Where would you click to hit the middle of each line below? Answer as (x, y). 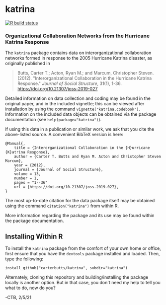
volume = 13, (28, 174)
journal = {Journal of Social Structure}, (59, 170)
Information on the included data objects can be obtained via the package (81, 114)
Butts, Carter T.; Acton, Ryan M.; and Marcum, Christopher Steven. (85, 73)
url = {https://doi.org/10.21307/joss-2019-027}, (67, 187)
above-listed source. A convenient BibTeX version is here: (64, 135)
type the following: (24, 259)
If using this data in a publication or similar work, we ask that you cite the (80, 129)
